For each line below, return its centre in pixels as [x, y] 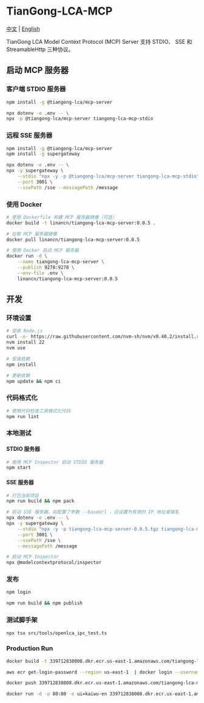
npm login [19, 592]
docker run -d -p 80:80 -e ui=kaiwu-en [57, 694]
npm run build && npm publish [45, 603]
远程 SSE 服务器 [29, 135]
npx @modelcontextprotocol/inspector [54, 563]
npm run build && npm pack [40, 501]
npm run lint [23, 417]
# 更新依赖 [18, 376]
